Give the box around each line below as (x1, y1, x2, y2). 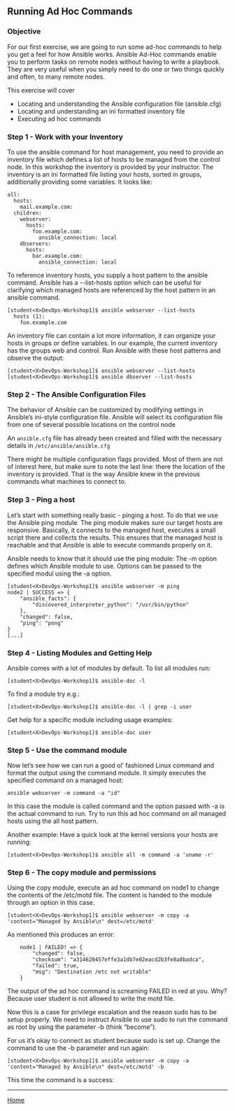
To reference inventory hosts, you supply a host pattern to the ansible (7, 271, 208, 279)
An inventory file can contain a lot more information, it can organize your (7, 331, 216, 339)
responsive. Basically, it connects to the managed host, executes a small (7, 526, 216, 534)
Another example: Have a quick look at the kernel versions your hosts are (7, 831, 218, 839)
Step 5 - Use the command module (7, 745, 127, 755)
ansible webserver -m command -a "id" (7, 790, 120, 797)
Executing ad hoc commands (17, 114, 101, 123)
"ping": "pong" (20, 620, 64, 627)
